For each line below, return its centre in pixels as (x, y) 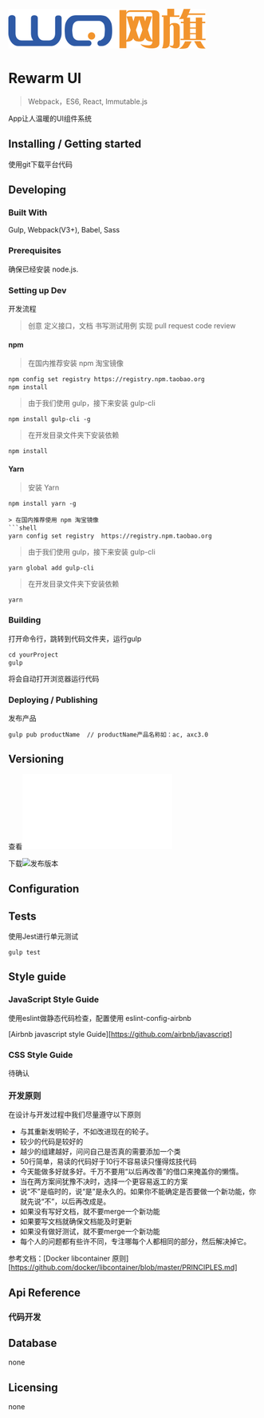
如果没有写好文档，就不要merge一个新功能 (90, 1212)
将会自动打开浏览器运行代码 (54, 678)
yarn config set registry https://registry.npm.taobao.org (110, 536)
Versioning (36, 759)
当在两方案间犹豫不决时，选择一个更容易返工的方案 (104, 1182)
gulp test (25, 953)
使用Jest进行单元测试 (43, 936)
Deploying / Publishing (53, 700)
